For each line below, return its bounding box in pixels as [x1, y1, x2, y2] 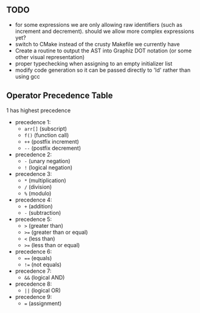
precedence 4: [15, 196, 52, 203]
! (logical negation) [24, 164, 73, 171]
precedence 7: [15, 267, 52, 275]
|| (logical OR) [24, 286, 61, 294]
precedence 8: [15, 280, 52, 287]
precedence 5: [15, 216, 52, 223]
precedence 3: [15, 170, 52, 177]
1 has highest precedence [6, 107, 71, 114]
